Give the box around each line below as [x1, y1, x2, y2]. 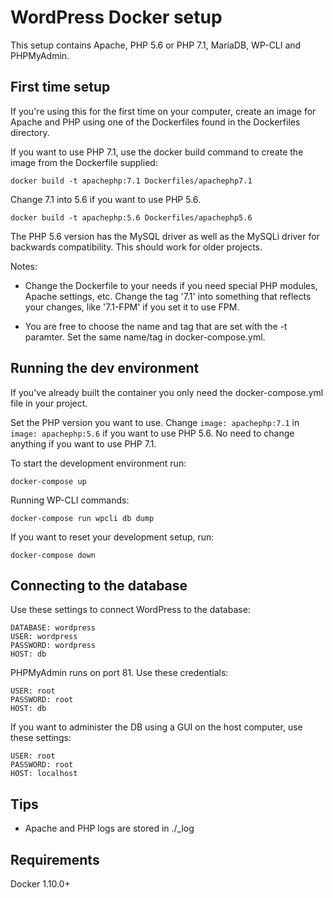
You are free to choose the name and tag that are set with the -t [24, 320, 288, 332]
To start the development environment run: [10, 457, 187, 469]
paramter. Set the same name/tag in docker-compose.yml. [24, 331, 266, 343]
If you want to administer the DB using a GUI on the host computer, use [10, 721, 303, 733]
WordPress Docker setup [10, 6, 223, 29]
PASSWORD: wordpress [10, 641, 97, 651]
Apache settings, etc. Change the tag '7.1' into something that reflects [24, 290, 312, 302]
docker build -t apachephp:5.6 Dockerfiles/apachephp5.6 [10, 212, 253, 223]
